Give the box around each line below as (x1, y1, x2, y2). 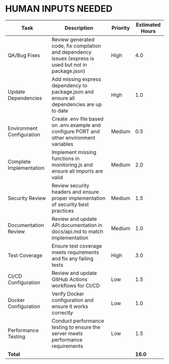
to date (51, 107, 68, 114)
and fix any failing (51, 255, 94, 262)
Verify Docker (51, 290, 84, 297)
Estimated (135, 21, 161, 28)
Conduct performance (51, 317, 105, 324)
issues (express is (51, 55, 95, 62)
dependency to (51, 82, 88, 89)
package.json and (51, 88, 94, 95)
